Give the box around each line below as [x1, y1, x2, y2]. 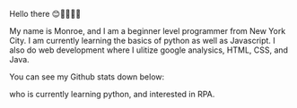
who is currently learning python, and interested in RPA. [9, 89, 215, 99]
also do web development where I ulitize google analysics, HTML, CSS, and [9, 45, 289, 55]
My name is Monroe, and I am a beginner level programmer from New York [9, 26, 286, 36]
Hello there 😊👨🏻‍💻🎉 [9, 9, 82, 19]
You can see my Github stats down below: [9, 71, 165, 82]
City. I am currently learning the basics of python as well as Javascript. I [9, 36, 275, 46]
